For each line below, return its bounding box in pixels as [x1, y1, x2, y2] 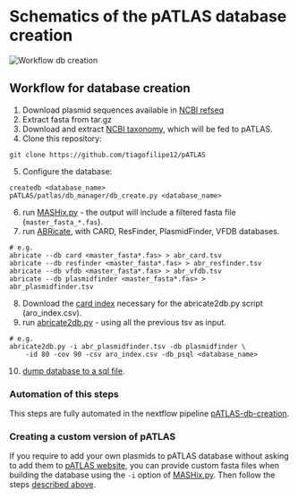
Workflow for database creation [9, 80, 191, 96]
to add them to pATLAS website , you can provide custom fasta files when [9, 460, 280, 471]
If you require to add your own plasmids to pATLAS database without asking [9, 451, 289, 461]
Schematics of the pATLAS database [9, 6, 287, 27]
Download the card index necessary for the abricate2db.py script [21, 298, 264, 308]
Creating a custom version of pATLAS [9, 430, 176, 443]
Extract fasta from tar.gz [21, 114, 113, 124]
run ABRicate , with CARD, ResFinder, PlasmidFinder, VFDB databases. [21, 225, 280, 236]
